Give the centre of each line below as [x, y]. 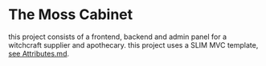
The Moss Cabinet [71, 15]
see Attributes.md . [39, 53]
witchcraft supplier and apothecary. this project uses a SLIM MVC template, [133, 45]
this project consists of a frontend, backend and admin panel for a [118, 37]
